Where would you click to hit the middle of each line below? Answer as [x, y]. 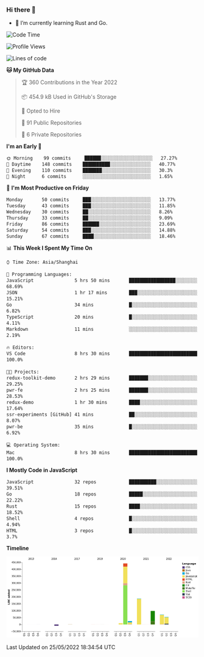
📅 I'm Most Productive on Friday [48, 188]
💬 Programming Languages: [39, 275]
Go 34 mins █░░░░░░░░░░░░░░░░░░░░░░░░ [102, 305]
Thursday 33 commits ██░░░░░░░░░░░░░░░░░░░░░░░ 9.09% [90, 218]
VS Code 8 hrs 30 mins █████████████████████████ [102, 354]
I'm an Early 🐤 [24, 146]
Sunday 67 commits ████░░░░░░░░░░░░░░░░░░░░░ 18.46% [91, 236]
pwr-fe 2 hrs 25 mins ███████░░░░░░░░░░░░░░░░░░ [102, 390]
